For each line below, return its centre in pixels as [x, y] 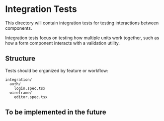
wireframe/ [21, 93]
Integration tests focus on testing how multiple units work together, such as [82, 38]
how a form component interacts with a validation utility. [63, 43]
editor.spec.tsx [31, 97]
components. [19, 28]
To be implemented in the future [56, 112]
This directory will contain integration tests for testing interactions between [82, 23]
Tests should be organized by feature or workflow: [57, 70]
